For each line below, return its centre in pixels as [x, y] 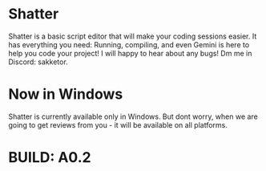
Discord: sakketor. [38, 62]
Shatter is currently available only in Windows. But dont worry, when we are [133, 116]
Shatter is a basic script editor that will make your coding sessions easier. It [133, 36]
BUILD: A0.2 [50, 158]
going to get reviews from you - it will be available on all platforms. [118, 124]
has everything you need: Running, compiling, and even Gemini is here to [129, 44]
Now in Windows [66, 94]
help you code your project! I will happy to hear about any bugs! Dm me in [130, 53]
